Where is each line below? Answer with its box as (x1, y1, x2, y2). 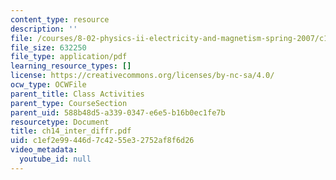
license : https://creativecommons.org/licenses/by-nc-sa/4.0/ (10, 71, 275, 81)
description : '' (10, 24, 78, 34)
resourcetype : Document (10, 117, 110, 127)
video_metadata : (10, 145, 78, 155)
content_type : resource (10, 14, 110, 25)
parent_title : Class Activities (10, 89, 145, 99)
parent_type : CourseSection (10, 98, 128, 108)
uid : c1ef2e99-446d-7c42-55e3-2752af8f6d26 (10, 136, 195, 146)
